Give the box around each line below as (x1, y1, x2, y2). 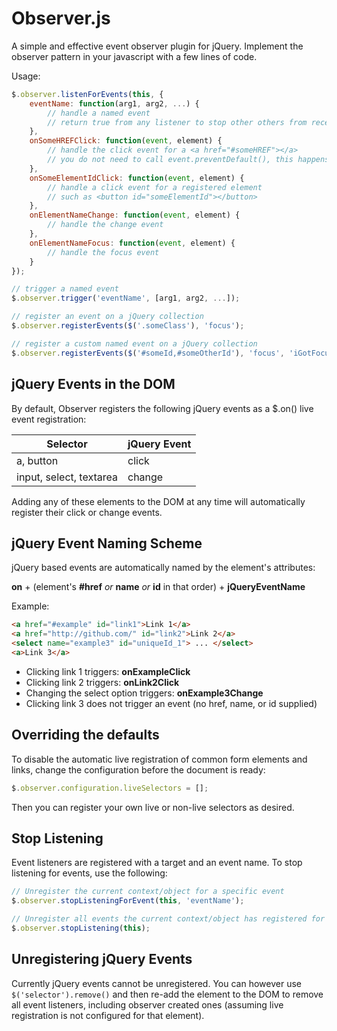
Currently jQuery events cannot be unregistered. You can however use (11, 977, 302, 989)
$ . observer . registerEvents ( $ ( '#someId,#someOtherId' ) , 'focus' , (11, 348, 285, 358)
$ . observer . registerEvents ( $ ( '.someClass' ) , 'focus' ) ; (11, 321, 245, 331)
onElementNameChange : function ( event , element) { (29, 210, 241, 221)
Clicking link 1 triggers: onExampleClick (25, 665, 191, 677)
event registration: (11, 413, 87, 425)
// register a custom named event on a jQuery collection (11, 338, 258, 349)
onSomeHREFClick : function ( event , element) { (29, 136, 223, 146)
